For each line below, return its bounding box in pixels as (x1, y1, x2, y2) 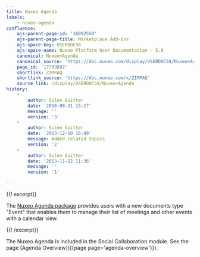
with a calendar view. (6, 215, 58, 222)
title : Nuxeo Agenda (6, 8, 58, 15)
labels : (6, 14, 26, 20)
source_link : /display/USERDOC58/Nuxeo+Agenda (17, 81, 135, 87)
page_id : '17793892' (17, 64, 68, 70)
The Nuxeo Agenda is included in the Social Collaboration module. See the (6, 238, 189, 245)
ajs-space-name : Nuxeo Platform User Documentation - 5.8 (17, 48, 164, 54)
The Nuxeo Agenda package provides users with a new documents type (6, 202, 183, 209)
